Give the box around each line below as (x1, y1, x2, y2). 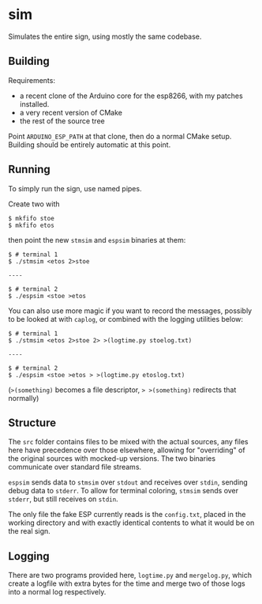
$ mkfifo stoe (8, 214, 55, 222)
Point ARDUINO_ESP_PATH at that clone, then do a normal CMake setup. (8, 131, 232, 141)
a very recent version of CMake (19, 108, 122, 117)
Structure (8, 416, 57, 429)
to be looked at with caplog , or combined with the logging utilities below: (8, 314, 243, 323)
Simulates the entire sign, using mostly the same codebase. (8, 32, 202, 41)
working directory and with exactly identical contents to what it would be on (8, 518, 255, 527)
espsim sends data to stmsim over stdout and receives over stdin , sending (8, 478, 249, 487)
